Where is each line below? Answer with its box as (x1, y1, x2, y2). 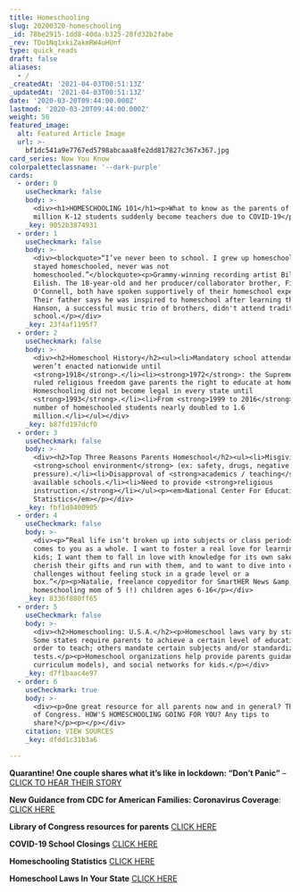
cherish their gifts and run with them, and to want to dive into (32, 561, 286, 570)
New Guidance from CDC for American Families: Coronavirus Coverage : (9, 794, 281, 804)
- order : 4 (17, 511, 58, 521)
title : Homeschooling (9, 13, 90, 22)
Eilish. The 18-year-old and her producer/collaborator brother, (32, 279, 281, 288)
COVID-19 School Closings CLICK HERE (9, 838, 158, 849)
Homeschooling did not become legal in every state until (32, 387, 254, 396)
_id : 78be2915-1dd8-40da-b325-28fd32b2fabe (9, 29, 174, 38)
